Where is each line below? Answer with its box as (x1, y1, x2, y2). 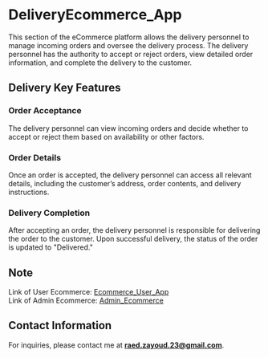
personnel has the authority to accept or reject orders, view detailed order (8, 49, 254, 59)
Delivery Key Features (8, 81, 121, 95)
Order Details (8, 152, 62, 163)
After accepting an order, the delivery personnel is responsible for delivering (8, 226, 261, 235)
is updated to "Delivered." (8, 242, 94, 252)
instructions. (8, 187, 50, 197)
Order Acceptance (8, 105, 82, 116)
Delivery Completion (8, 207, 91, 218)
